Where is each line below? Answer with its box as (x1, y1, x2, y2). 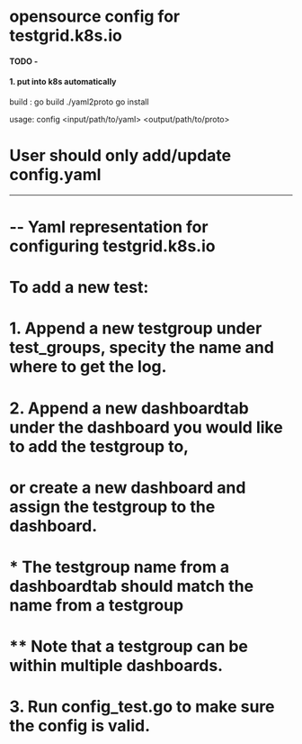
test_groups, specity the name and (9, 338, 274, 358)
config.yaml (9, 165, 102, 186)
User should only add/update (9, 146, 232, 166)
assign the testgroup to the (9, 496, 216, 517)
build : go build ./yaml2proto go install (9, 96, 150, 107)
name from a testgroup (9, 595, 184, 616)
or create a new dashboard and (9, 477, 246, 497)
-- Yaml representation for (9, 217, 209, 238)
